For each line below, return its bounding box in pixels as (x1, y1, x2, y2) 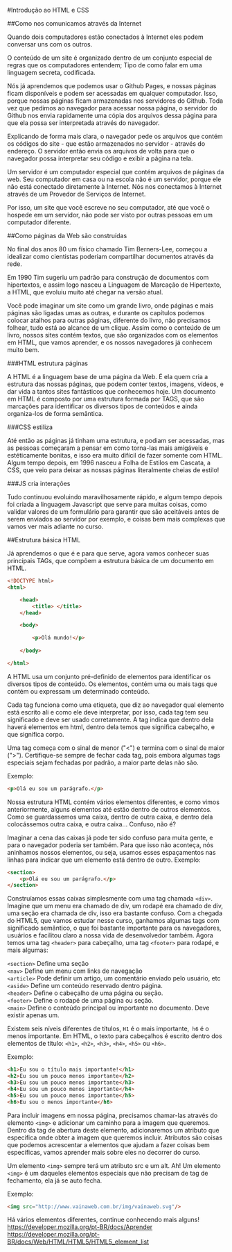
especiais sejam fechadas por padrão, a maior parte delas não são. (7, 758, 199, 767)
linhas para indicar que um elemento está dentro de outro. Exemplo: (7, 855, 201, 864)
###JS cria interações (7, 479, 71, 487)
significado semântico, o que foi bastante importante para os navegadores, (7, 924, 222, 933)
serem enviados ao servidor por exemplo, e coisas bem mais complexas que (7, 515, 226, 523)
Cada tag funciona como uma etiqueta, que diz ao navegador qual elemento (7, 701, 224, 709)
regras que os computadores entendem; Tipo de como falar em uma (7, 61, 202, 69)
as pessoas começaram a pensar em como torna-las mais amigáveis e (7, 444, 208, 452)
